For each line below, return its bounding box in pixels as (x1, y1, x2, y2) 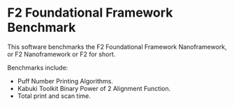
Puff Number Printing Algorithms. (17, 76, 113, 85)
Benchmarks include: (7, 63, 68, 72)
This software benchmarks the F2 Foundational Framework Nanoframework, (7, 42, 227, 51)
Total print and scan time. (17, 92, 91, 100)
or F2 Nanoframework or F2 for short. (7, 50, 116, 58)
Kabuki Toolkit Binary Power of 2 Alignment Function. (17, 84, 171, 92)
